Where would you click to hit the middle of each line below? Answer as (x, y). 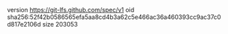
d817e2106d (24, 24)
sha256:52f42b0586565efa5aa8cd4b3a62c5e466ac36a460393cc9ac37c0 (114, 17)
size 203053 (60, 24)
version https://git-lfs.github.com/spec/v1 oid (71, 10)
